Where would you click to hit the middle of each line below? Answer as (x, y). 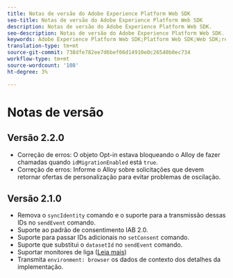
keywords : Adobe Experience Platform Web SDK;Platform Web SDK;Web (107, 40)
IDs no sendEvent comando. (56, 222)
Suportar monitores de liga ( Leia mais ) (72, 252)
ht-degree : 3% (28, 72)
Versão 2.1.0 (35, 198)
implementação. (40, 267)
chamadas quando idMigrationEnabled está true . (87, 162)
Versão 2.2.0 (36, 138)
